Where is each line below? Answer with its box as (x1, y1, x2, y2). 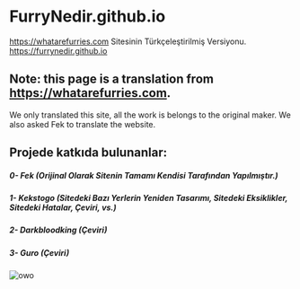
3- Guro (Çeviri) (9, 247, 70, 258)
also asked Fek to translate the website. (9, 118, 156, 129)
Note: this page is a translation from (9, 72, 214, 87)
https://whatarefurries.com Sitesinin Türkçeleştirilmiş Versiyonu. (9, 36, 247, 47)
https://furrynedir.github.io (9, 45, 108, 56)
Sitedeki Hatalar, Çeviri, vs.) (9, 202, 117, 213)
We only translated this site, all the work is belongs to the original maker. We (9, 109, 292, 120)
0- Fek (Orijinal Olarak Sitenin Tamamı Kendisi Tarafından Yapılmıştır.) (9, 170, 278, 180)
